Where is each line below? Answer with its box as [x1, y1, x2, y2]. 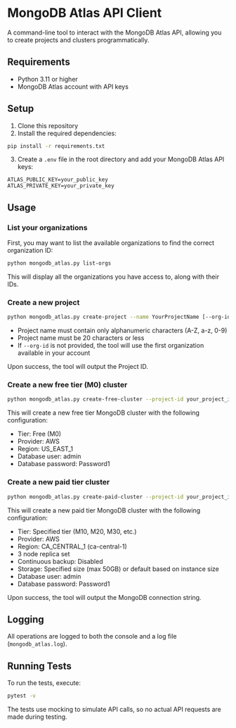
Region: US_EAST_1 [17, 445, 74, 453]
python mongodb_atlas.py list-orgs [7, 260, 112, 267]
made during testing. [7, 713, 68, 721]
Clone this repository [17, 121, 79, 130]
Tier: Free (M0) [17, 429, 62, 438]
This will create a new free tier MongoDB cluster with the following [7, 408, 200, 417]
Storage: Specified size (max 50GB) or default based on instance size [17, 565, 220, 573]
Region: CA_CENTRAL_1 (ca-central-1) [17, 542, 128, 551]
